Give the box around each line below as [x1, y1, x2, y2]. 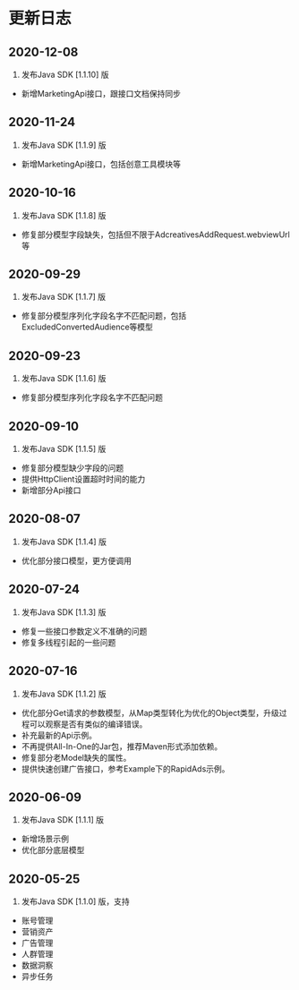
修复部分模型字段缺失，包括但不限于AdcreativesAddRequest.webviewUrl [21, 229, 290, 240]
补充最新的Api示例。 [21, 730, 98, 740]
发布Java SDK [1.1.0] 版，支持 [21, 896, 131, 907]
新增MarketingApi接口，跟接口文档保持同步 [21, 89, 181, 98]
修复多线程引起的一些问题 [21, 636, 116, 647]
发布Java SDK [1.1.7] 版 [21, 292, 107, 303]
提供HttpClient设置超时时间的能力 [21, 474, 146, 484]
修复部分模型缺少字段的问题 [21, 463, 124, 474]
